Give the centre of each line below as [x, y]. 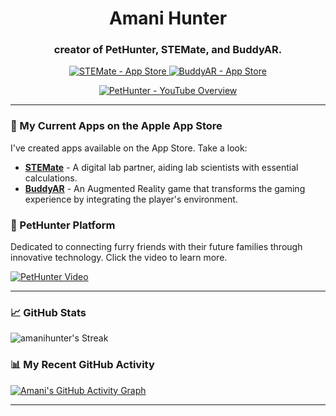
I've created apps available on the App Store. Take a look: [129, 148]
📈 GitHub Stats [48, 312]
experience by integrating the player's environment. [131, 199]
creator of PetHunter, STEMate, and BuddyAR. [168, 50]
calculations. [51, 178]
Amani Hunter [168, 18]
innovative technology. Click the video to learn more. [119, 258]
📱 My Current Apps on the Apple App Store [116, 126]
